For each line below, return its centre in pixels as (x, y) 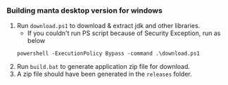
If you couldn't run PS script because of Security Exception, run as (124, 33)
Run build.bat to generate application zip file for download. (103, 67)
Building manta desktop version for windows (84, 11)
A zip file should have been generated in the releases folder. (104, 74)
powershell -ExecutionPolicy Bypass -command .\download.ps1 (108, 54)
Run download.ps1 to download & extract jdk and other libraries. (108, 26)
